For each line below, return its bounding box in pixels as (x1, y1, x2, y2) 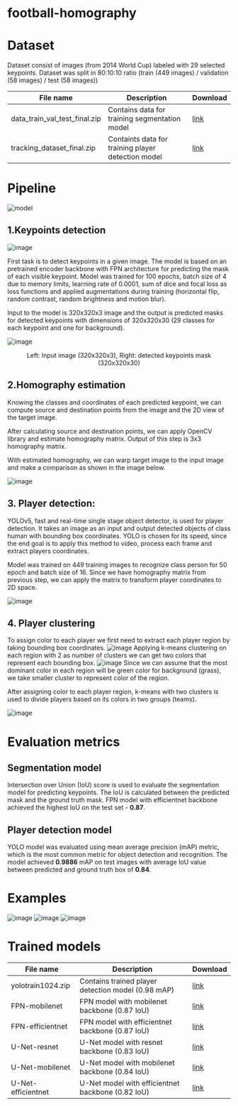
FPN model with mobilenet (79, 997, 168, 1006)
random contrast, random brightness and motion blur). (7, 295, 166, 303)
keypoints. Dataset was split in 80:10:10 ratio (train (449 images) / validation (7, 69, 229, 77)
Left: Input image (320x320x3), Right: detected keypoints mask (26, 351, 212, 359)
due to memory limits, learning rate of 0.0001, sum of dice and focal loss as (7, 279, 227, 288)
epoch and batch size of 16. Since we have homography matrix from (7, 568, 207, 576)
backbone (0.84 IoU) (79, 1067, 150, 1076)
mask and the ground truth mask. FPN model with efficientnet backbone (7, 796, 218, 804)
